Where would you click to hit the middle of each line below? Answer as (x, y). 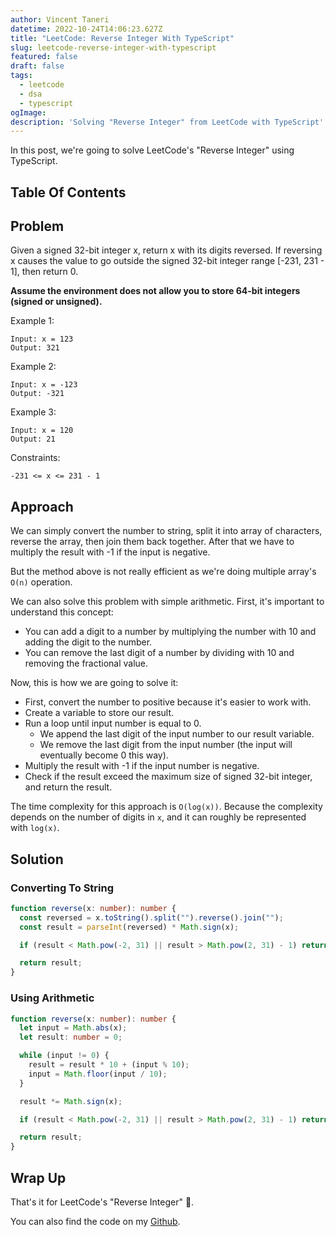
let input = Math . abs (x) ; (73, 1028)
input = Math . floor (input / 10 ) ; (98, 1074)
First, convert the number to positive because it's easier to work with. (168, 702)
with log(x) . (35, 828)
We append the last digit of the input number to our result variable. (177, 734)
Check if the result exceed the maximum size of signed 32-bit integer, (168, 777)
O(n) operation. (41, 582)
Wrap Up (38, 1177)
